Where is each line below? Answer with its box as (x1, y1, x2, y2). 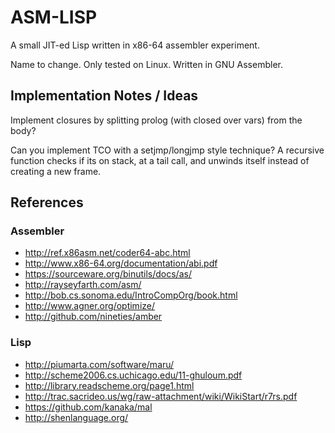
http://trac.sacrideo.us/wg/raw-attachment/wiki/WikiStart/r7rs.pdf (24, 390, 298, 402)
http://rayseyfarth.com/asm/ (24, 279, 142, 291)
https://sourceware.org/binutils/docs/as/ (24, 268, 192, 280)
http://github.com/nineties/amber (24, 311, 163, 323)
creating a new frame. (10, 165, 102, 177)
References (10, 194, 84, 211)
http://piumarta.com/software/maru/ (24, 358, 175, 370)
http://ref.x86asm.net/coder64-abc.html (24, 247, 191, 259)
